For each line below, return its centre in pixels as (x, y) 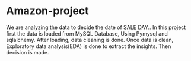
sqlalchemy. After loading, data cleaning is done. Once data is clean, (90, 40)
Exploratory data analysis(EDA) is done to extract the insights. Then (89, 46)
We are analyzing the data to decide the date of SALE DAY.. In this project (96, 27)
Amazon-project (47, 11)
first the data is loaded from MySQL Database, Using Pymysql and (87, 33)
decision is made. (28, 52)
